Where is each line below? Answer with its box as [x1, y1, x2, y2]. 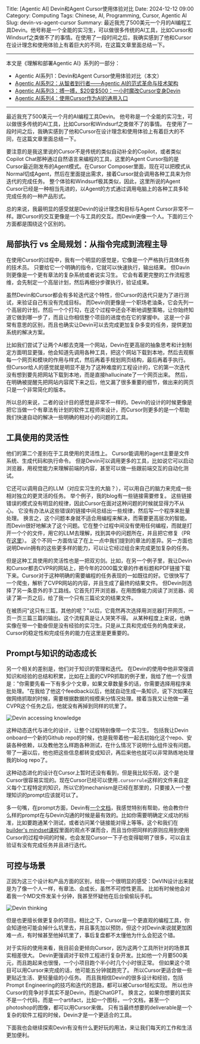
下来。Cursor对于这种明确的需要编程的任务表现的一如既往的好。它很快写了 [6, 572, 190, 579]
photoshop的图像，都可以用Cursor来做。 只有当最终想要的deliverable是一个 [6, 1004, 193, 1011]
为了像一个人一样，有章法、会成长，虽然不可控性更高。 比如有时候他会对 [11, 885, 190, 893]
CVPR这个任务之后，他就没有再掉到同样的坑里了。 [6, 702, 130, 710]
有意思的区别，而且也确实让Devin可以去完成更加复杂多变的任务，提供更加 [11, 321, 192, 328]
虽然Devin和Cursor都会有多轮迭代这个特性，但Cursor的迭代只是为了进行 [6, 291, 185, 298]
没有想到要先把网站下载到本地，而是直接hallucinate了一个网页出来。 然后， [6, 371, 191, 378]
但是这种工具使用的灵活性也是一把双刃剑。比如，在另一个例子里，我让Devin [6, 557, 192, 564]
